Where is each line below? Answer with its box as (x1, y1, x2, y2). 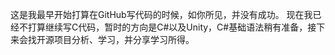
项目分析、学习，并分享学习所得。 (53, 34, 195, 45)
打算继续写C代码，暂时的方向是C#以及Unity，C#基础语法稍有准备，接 (27, 21, 317, 33)
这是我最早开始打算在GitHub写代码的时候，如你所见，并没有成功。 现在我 (10, 9, 313, 20)
